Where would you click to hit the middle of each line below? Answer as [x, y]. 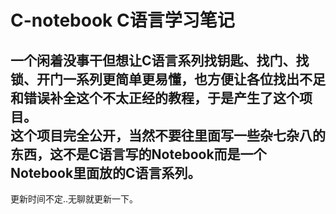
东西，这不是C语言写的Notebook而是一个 [138, 154]
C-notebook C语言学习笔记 [122, 20]
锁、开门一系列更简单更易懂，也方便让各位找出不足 [168, 79]
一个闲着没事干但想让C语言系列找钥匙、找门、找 [160, 60]
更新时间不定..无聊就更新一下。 [74, 199]
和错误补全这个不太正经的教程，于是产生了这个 [155, 97]
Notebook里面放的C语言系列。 [106, 172]
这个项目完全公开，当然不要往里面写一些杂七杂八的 [168, 135]
